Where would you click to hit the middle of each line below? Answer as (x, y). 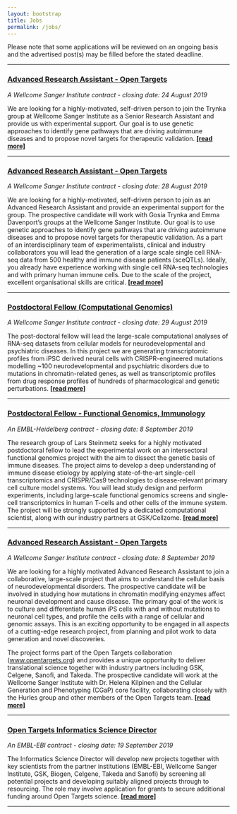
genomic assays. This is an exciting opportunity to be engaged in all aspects (118, 624)
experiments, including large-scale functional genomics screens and (107, 495)
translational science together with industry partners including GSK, (106, 667)
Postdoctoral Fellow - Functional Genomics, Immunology (107, 413)
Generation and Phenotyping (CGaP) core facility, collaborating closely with (117, 690)
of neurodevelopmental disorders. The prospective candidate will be (107, 586)
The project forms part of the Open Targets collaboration (90, 652)
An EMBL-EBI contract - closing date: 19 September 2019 (90, 746)
